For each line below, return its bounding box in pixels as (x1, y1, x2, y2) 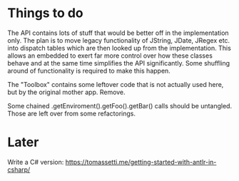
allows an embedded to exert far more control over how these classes (7, 51, 213, 60)
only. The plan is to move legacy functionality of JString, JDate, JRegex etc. (7, 36, 230, 44)
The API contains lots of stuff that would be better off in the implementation (7, 29, 230, 37)
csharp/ (7, 165, 31, 174)
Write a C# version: (7, 157, 64, 166)
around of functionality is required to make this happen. (7, 66, 171, 75)
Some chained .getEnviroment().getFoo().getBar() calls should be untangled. (7, 101, 233, 110)
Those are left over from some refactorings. (7, 109, 136, 118)
